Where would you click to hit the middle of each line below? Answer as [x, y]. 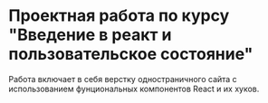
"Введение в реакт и [90, 35]
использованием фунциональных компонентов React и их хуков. [134, 89]
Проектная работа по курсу [119, 16]
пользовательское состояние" [131, 54]
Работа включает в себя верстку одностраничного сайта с [123, 79]
